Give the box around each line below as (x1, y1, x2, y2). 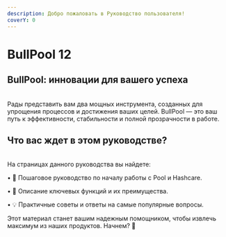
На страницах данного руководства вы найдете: (7, 160, 151, 168)
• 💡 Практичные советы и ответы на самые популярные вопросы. (7, 200, 204, 209)
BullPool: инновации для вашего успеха (7, 74, 188, 86)
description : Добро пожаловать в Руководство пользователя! (7, 10, 186, 17)
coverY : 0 (7, 17, 36, 24)
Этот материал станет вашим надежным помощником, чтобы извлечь (7, 214, 217, 222)
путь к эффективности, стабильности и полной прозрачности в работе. (7, 114, 220, 123)
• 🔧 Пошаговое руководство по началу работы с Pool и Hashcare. (7, 174, 203, 182)
